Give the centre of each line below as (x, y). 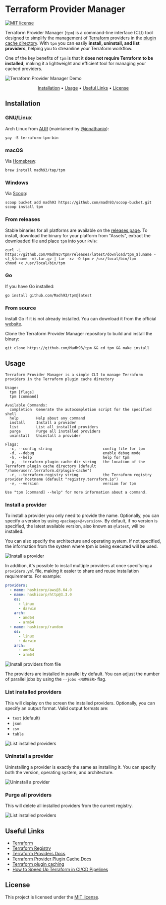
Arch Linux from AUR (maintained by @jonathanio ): (57, 128)
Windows (17, 183)
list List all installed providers (54, 427)
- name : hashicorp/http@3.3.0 (41, 595)
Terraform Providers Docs (39, 853)
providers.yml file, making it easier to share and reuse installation (72, 571)
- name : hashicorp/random (36, 627)
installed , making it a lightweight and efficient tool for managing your (76, 63)
